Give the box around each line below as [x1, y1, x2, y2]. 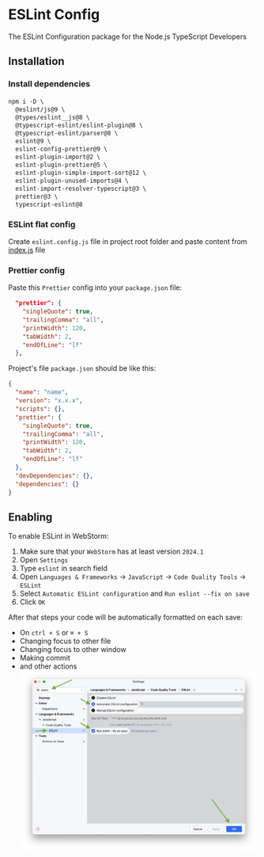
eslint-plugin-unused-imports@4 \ [15, 177, 129, 185]
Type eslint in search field [19, 564, 108, 573]
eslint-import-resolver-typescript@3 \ [15, 185, 147, 192]
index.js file [8, 245, 46, 254]
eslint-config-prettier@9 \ [15, 145, 108, 153]
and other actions [19, 661, 77, 671]
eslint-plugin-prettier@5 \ [15, 161, 108, 169]
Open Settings [19, 555, 69, 565]
